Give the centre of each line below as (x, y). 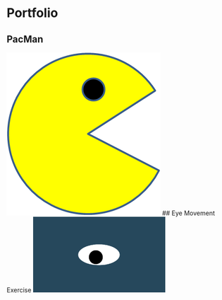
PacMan (25, 39)
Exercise (19, 290)
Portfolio (32, 13)
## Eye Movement (189, 213)
